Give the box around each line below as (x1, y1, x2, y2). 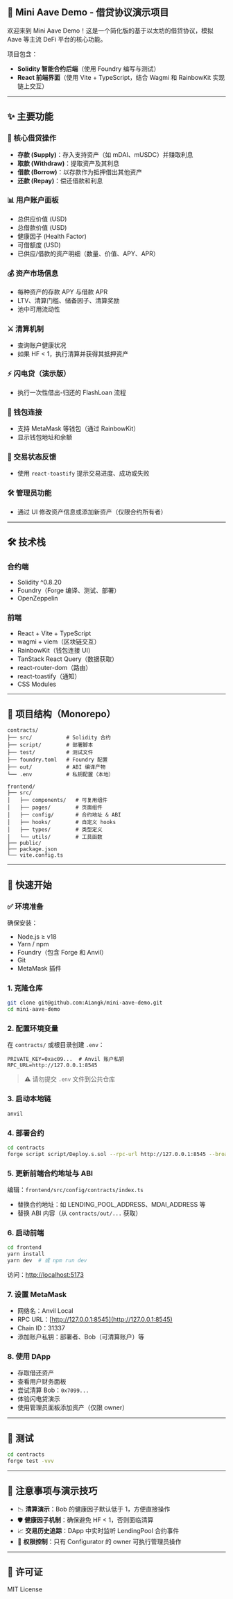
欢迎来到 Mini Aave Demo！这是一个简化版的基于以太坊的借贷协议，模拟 (7, 26, 214, 35)
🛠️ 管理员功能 (7, 488, 52, 498)
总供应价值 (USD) (17, 215, 67, 223)
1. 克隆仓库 (7, 983, 43, 993)
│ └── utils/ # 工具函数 (7, 834, 103, 841)
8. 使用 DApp (7, 1352, 51, 1362)
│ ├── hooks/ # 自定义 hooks (7, 819, 116, 826)
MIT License (7, 1585, 43, 1593)
